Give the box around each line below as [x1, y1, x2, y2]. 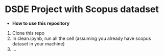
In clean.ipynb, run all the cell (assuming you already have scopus [12, 35, 151, 41]
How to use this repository [12, 20, 70, 26]
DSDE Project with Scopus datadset [5, 4, 159, 15]
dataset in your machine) [12, 40, 65, 46]
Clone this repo [12, 30, 44, 36]
